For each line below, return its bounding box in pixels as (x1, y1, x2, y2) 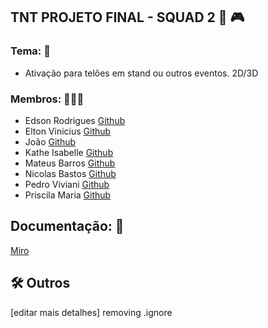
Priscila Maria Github (24, 189, 112, 201)
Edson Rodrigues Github (24, 114, 126, 126)
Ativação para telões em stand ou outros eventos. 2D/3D (24, 67, 259, 79)
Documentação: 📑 (10, 218, 125, 235)
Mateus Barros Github (24, 157, 116, 169)
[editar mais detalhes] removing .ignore (10, 306, 173, 318)
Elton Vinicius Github (24, 125, 112, 137)
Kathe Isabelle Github (24, 146, 114, 158)
